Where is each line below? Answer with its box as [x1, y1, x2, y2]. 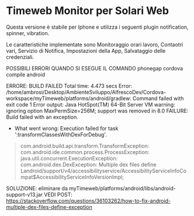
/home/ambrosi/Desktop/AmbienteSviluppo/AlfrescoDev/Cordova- [6, 88, 167, 95]
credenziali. [6, 53, 34, 60]
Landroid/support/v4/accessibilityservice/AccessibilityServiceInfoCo [20, 167, 187, 174]
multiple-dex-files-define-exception [6, 203, 92, 210]
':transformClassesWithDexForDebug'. [14, 131, 107, 138]
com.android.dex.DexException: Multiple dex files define [20, 161, 157, 168]
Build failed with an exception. [6, 113, 79, 121]
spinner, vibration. [6, 29, 50, 36]
